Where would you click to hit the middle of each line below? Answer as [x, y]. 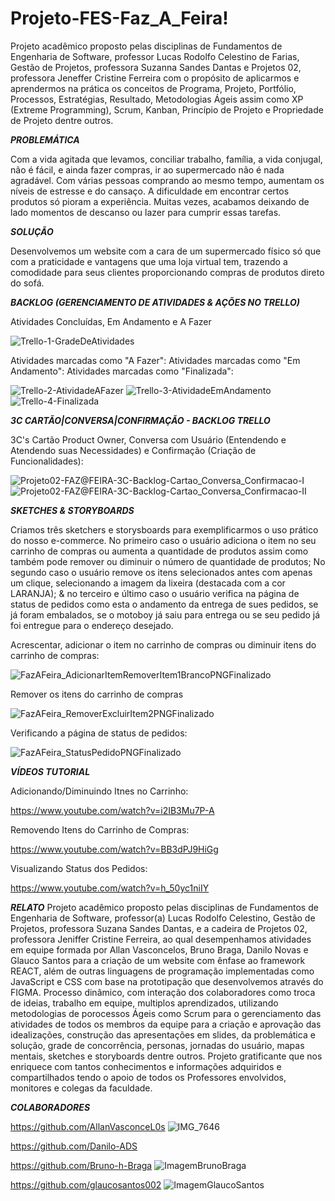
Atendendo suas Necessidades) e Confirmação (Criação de [133, 450]
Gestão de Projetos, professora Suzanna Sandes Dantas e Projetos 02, [156, 67]
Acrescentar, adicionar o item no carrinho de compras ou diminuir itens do [163, 644]
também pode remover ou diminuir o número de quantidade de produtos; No [168, 561]
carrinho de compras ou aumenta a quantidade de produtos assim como [159, 551]
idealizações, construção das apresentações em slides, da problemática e [163, 1034]
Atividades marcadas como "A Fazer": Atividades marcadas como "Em [155, 360]
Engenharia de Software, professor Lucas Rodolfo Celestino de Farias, [155, 56]
